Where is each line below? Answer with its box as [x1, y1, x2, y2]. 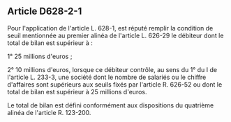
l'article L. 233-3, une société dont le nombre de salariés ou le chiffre [7, 73, 207, 81]
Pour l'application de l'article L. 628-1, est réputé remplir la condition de [7, 24, 214, 32]
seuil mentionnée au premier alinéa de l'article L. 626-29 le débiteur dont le [7, 31, 224, 40]
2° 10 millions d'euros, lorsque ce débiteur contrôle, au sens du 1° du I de [7, 65, 218, 73]
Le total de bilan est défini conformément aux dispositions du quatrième [7, 101, 214, 110]
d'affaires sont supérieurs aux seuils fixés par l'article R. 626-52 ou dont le [7, 80, 223, 89]
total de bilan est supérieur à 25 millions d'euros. [7, 87, 147, 96]
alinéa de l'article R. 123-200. [7, 108, 91, 116]
